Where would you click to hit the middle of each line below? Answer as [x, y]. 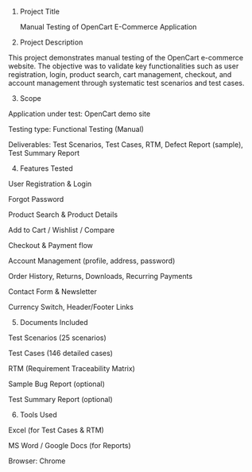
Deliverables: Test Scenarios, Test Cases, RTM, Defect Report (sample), [126, 145]
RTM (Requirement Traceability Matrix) [72, 368]
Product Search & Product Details [63, 215]
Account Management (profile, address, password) [92, 261]
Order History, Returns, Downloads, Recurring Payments [101, 276]
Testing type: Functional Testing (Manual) [76, 129]
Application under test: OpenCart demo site [79, 114]
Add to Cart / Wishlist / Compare [62, 230]
